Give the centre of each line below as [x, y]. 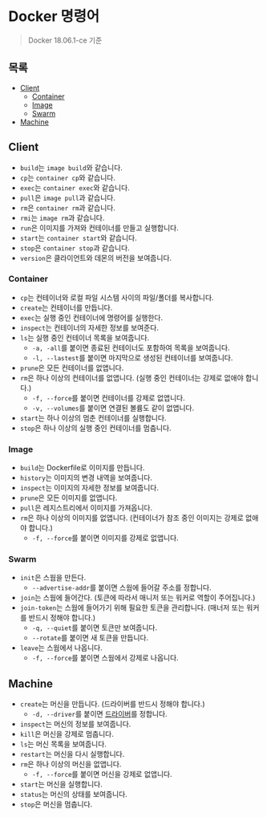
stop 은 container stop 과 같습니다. [75, 248]
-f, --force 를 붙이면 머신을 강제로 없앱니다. [102, 774]
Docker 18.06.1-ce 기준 [65, 40]
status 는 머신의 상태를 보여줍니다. [74, 795]
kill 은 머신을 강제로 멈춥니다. [67, 734]
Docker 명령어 [54, 16]
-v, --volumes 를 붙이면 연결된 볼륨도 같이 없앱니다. [113, 408]
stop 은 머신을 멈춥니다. [56, 804]
